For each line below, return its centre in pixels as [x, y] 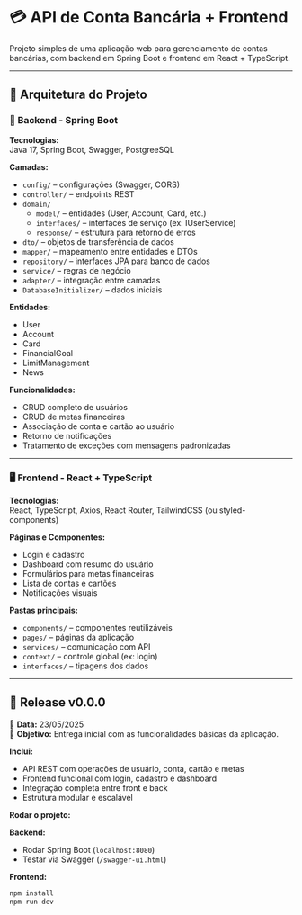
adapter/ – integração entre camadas [91, 280]
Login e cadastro [53, 554]
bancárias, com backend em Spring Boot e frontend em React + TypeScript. [150, 58]
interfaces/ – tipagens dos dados [85, 666]
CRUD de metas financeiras [74, 417]
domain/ [36, 204]
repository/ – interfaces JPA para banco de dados [116, 261]
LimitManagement [56, 363]
